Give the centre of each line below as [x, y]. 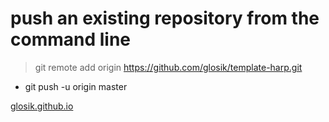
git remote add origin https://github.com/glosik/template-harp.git [168, 67]
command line [71, 39]
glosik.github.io [42, 106]
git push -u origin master [76, 86]
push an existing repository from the [165, 18]
